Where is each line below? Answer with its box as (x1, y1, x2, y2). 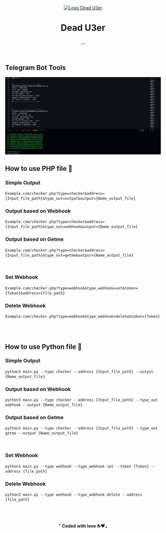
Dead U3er (60, 22, 106, 34)
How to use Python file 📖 (5, 342, 83, 351)
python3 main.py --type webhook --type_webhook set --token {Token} (5, 464, 149, 469)
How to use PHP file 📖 (5, 164, 73, 173)
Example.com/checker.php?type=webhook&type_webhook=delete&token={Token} (5, 314, 161, 319)
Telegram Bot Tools (5, 64, 66, 72)
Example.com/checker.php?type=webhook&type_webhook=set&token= (5, 286, 138, 291)
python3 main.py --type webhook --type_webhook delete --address (5, 492, 142, 497)
